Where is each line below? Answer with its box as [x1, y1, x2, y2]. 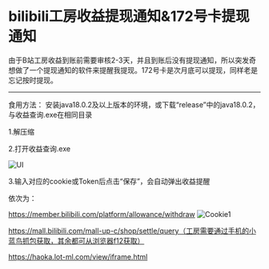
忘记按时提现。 [8, 75, 58, 85]
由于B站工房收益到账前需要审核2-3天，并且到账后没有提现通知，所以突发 [8, 55, 250, 65]
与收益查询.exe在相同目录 [8, 110, 93, 119]
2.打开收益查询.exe [8, 143, 70, 153]
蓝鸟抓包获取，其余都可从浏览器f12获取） [8, 235, 145, 245]
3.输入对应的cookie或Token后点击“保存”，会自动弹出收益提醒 [8, 176, 211, 186]
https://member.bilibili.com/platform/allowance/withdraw [8, 209, 196, 219]
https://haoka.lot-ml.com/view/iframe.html [8, 251, 148, 261]
